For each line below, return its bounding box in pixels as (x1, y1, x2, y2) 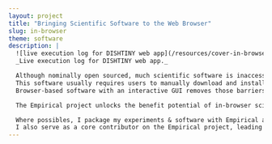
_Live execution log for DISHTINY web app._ (15, 57, 168, 66)
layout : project (8, 11, 63, 20)
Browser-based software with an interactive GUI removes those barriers (15, 87, 266, 95)
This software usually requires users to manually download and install (15, 78, 266, 87)
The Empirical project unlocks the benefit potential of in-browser (15, 101, 252, 109)
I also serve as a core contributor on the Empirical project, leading (15, 123, 263, 132)
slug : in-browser (8, 27, 67, 35)
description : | (8, 42, 60, 50)
